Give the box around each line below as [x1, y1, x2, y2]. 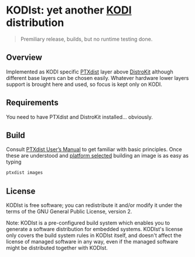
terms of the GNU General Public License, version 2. [6, 208, 132, 215]
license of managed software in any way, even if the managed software [6, 238, 179, 245]
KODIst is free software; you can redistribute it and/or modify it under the [6, 202, 183, 209]
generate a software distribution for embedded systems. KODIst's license [6, 226, 183, 233]
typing [6, 158, 22, 165]
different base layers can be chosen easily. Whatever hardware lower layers [6, 74, 189, 81]
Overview [6, 52, 43, 62]
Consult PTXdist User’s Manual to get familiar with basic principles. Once [6, 146, 183, 153]
